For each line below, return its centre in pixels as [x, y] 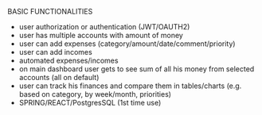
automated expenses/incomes [68, 60]
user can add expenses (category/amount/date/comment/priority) [127, 44]
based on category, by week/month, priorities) [95, 94]
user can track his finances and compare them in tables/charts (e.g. [130, 86]
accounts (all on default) [59, 77]
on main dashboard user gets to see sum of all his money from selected [137, 69]
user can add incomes [55, 52]
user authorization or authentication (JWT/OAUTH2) [104, 27]
